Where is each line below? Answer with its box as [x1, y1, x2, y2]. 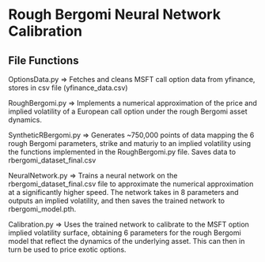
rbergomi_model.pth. [8, 204, 77, 214]
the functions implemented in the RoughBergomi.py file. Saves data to [8, 148, 236, 156]
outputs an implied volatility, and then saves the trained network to [8, 196, 225, 205]
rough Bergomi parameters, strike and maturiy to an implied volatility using [8, 139, 252, 148]
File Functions [8, 54, 79, 67]
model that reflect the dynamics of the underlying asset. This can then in [8, 237, 245, 245]
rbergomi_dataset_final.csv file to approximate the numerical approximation [8, 179, 254, 189]
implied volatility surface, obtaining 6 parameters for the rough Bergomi [8, 228, 241, 238]
